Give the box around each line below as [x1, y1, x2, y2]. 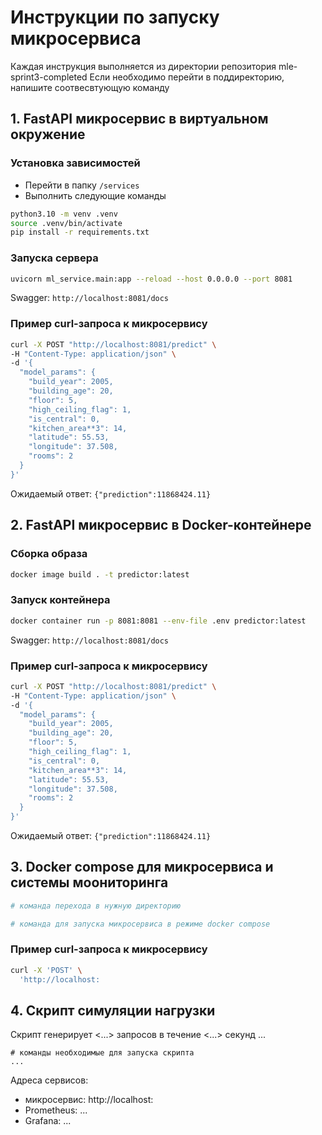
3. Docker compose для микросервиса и [10, 859, 274, 876]
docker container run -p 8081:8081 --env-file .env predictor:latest [10, 616, 307, 626]
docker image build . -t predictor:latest [10, 569, 190, 580]
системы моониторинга [10, 874, 169, 891]
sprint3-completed [10, 71, 88, 83]
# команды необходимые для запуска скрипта [10, 1048, 195, 1058]
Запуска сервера [10, 251, 99, 265]
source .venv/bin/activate [10, 218, 123, 228]
